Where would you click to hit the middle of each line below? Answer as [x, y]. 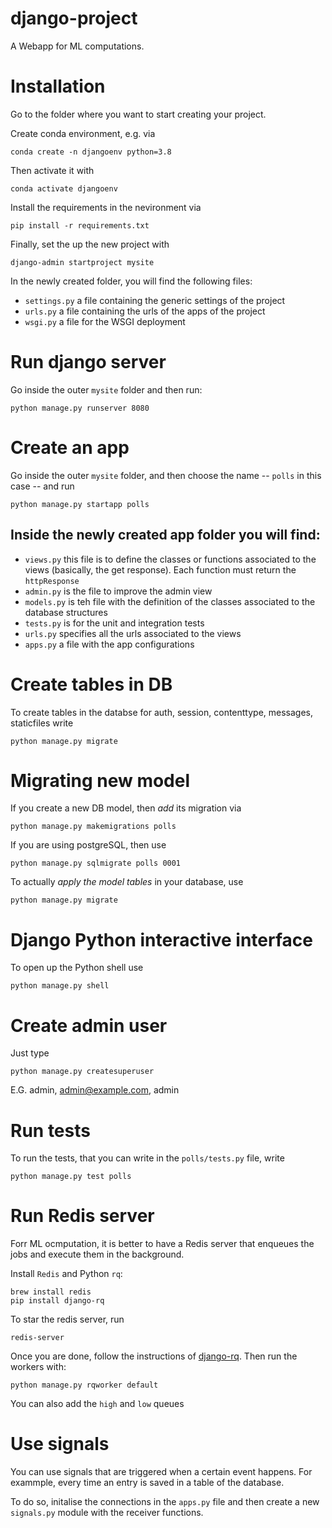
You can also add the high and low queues [97, 1404]
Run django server [88, 362]
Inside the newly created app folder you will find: [165, 535]
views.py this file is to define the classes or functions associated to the [170, 559]
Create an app [70, 448]
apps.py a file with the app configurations [109, 644]
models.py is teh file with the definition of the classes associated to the [170, 601]
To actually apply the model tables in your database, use [127, 882]
